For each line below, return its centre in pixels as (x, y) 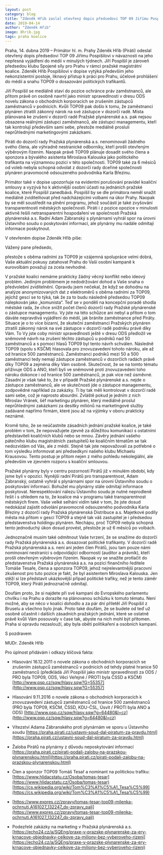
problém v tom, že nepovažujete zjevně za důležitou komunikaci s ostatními (81, 430)
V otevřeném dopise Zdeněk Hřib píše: (44, 238)
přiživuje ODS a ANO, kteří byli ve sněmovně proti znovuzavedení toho (75, 369)
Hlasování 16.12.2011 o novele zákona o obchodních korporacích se (79, 662)
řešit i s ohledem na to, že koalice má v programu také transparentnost (76, 497)
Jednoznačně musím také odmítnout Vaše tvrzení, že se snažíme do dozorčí (81, 537)
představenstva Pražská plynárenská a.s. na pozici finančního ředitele (75, 563)
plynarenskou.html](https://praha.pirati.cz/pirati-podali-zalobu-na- (79, 757)
